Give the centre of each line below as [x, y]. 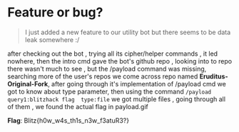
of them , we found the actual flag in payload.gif [78, 106]
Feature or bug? [55, 12]
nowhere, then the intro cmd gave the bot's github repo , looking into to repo [120, 61]
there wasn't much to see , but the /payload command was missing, [107, 68]
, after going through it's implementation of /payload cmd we [137, 83]
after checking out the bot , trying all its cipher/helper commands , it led [113, 54]
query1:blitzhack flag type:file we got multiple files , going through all [117, 99]
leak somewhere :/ [52, 39]
